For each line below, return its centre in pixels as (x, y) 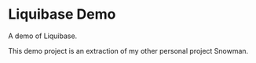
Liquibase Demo (62, 14)
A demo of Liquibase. (43, 36)
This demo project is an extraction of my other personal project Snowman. (128, 51)
